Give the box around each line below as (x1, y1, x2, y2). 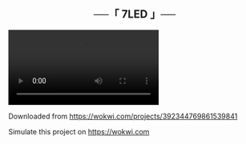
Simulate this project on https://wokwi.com (8, 126, 150, 136)
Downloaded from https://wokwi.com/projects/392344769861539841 (8, 111, 238, 121)
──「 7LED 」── (93, 7, 176, 22)
